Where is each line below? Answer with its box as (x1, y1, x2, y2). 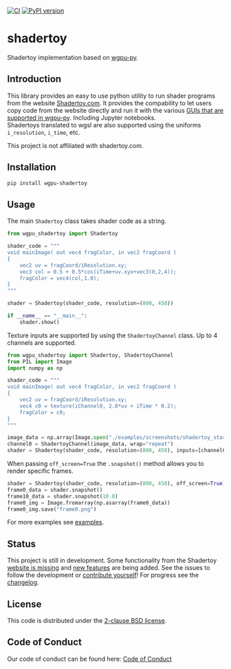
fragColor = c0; (19, 409, 67, 416)
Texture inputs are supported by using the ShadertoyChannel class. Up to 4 (7, 331, 218, 339)
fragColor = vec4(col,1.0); (19, 275, 100, 282)
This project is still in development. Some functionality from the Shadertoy (7, 556, 217, 564)
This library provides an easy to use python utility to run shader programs (7, 92, 215, 100)
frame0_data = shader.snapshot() (7, 486, 103, 493)
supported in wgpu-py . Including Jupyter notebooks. (7, 114, 157, 122)
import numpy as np (7, 365, 63, 372)
